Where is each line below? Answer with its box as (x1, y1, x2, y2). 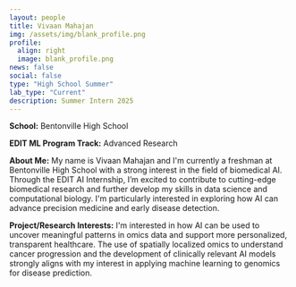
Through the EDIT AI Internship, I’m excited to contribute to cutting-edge (9, 174, 276, 185)
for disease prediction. (9, 267, 92, 278)
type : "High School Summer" (9, 80, 114, 89)
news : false (9, 63, 54, 72)
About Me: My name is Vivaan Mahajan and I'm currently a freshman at (9, 156, 273, 166)
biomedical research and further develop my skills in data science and (9, 184, 268, 195)
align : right (17, 46, 66, 55)
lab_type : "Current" (9, 88, 87, 97)
